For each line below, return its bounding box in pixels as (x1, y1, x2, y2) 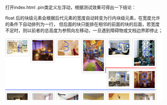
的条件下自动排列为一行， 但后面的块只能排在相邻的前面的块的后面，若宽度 (5, 21, 160, 27)
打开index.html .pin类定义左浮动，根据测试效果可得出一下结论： (5, 4, 136, 10)
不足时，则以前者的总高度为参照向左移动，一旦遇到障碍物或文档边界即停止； (5, 27, 163, 33)
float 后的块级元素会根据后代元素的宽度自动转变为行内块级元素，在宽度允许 (5, 15, 160, 21)
